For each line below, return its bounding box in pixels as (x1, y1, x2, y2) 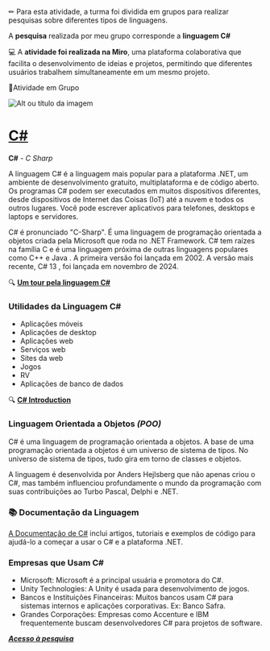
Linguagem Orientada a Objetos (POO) (8, 418, 162, 429)
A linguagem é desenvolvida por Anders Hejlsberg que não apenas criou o (8, 469, 255, 479)
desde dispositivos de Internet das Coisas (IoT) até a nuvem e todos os (8, 194, 244, 204)
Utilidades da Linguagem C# (8, 301, 122, 312)
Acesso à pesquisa (8, 634, 74, 644)
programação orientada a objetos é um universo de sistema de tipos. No (8, 445, 248, 454)
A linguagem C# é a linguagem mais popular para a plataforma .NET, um (8, 168, 248, 178)
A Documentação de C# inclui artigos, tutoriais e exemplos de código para (8, 528, 256, 538)
